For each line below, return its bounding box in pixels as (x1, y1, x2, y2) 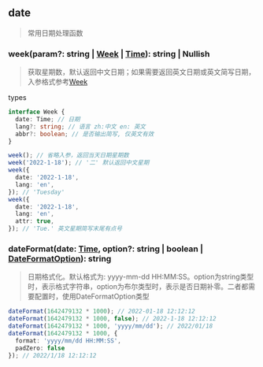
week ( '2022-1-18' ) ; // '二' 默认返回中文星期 (8, 159, 150, 167)
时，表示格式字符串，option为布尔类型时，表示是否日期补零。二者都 (27, 282, 249, 291)
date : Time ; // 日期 (15, 115, 80, 123)
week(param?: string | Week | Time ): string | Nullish (8, 48, 210, 59)
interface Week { (8, 108, 65, 117)
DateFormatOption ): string (8, 254, 112, 265)
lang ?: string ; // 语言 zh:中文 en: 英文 (15, 122, 146, 131)
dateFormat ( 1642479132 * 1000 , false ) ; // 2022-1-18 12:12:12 (8, 315, 217, 323)
